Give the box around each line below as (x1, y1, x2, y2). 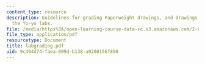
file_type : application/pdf (6, 32, 78, 38)
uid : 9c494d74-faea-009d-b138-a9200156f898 (6, 49, 119, 55)
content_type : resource (6, 9, 67, 15)
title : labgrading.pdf (6, 43, 64, 49)
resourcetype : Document (6, 37, 67, 43)
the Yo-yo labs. (12, 20, 53, 26)
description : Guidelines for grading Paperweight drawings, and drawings (6, 15, 198, 21)
